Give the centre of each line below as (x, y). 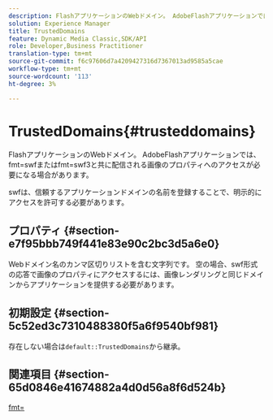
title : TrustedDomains (47, 31)
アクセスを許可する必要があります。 (68, 202)
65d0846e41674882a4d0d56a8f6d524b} (117, 388)
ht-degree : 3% (32, 84)
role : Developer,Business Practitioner (76, 46)
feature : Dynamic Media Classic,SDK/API (78, 39)
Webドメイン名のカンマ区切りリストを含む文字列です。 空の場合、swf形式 (133, 264)
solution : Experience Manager (60, 24)
